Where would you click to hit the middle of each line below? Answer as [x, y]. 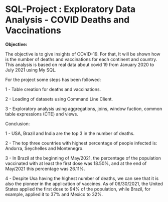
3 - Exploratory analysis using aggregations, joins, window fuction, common [84, 108]
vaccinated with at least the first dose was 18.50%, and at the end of [76, 163]
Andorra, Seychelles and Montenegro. [44, 148]
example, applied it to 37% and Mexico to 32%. [54, 194]
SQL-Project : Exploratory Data [70, 9]
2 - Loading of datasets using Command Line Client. [59, 99]
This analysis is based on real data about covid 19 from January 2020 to [80, 64]
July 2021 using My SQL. [31, 70]
